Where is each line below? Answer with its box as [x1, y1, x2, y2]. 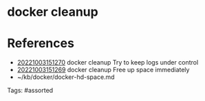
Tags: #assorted [7, 87, 54, 95]
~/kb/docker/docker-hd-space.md [17, 73, 115, 81]
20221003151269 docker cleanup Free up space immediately [17, 66, 190, 74]
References [7, 36, 74, 52]
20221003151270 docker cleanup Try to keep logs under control [17, 58, 199, 67]
